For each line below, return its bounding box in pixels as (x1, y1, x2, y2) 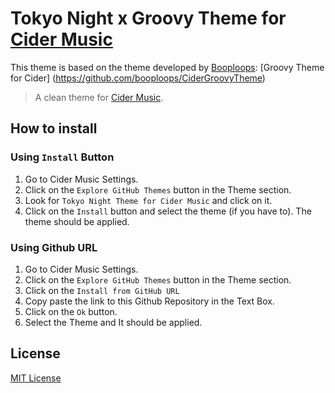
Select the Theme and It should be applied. (24, 316, 203, 328)
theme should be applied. (24, 215, 130, 227)
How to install (10, 120, 98, 137)
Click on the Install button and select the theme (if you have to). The (24, 205, 312, 217)
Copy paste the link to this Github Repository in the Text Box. (24, 295, 276, 307)
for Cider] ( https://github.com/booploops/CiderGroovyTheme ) (10, 72, 266, 84)
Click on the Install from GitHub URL (24, 284, 180, 296)
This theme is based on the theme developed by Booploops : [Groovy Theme (10, 61, 325, 73)
